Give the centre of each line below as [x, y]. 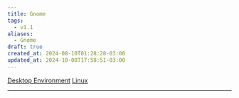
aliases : [20, 34]
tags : [15, 21]
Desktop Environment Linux [48, 80]
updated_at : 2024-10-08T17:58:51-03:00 [67, 60]
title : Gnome [27, 14]
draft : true [25, 47]
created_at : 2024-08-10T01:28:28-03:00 [67, 54]
